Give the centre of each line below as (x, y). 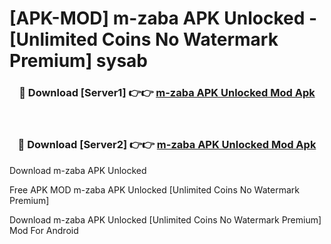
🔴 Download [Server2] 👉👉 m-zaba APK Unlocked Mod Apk (167, 145)
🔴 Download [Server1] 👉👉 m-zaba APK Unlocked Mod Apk (167, 93)
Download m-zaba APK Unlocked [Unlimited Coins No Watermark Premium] (165, 219)
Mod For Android (44, 230)
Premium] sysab (78, 61)
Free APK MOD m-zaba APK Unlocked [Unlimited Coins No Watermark (154, 189)
